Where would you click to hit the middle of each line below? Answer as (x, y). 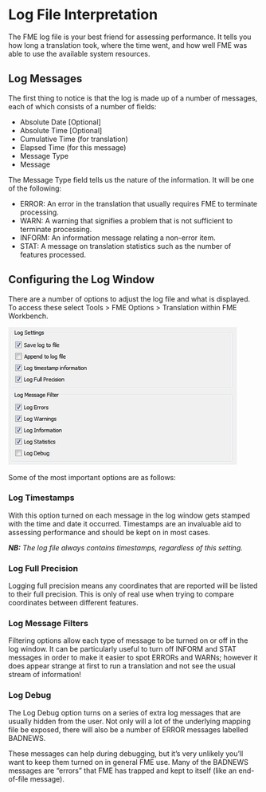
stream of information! (45, 675)
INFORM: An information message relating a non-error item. (118, 238)
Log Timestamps (41, 498)
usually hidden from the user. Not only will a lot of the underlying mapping (129, 721)
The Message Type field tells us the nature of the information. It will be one (131, 179)
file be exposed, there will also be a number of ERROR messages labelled (128, 729)
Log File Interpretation (83, 15)
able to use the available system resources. (79, 53)
